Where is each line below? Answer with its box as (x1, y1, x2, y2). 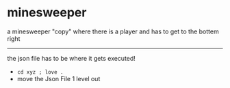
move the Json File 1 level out (16, 74, 101, 83)
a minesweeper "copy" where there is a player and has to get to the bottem (7, 27, 219, 35)
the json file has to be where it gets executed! (7, 54, 136, 62)
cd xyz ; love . (16, 68, 64, 76)
